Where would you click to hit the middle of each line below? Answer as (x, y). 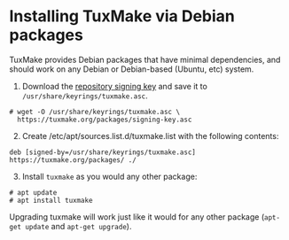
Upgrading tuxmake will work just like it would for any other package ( (137, 217)
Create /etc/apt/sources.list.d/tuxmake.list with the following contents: (150, 135)
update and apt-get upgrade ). (78, 226)
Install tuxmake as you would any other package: (109, 176)
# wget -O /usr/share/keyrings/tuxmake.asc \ (94, 112)
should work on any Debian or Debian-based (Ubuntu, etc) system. (132, 69)
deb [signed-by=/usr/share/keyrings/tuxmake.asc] (103, 152)
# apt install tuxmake (51, 200)
